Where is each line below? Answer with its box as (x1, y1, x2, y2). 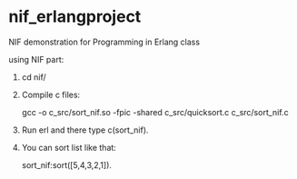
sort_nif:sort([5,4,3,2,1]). (21, 159, 113, 170)
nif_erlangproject (8, 6, 142, 27)
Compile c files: (21, 89, 81, 100)
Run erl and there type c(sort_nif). (21, 124, 149, 135)
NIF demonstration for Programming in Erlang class (8, 36, 201, 47)
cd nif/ (21, 71, 46, 83)
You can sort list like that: (21, 142, 117, 153)
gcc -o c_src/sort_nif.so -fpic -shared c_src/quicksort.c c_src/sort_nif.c (21, 106, 289, 117)
